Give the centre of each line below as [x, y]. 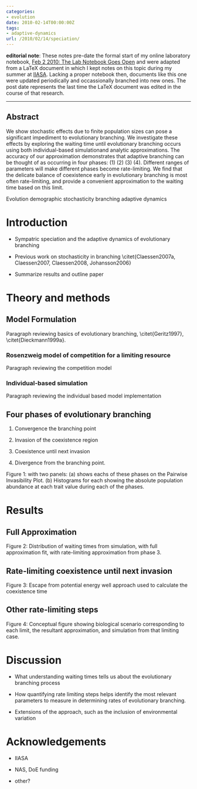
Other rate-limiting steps [52, 610]
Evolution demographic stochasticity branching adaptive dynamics [86, 199]
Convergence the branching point [55, 429]
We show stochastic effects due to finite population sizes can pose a [89, 131]
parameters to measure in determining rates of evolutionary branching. [100, 700]
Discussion [34, 660]
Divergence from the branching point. [60, 463]
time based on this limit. [35, 187]
